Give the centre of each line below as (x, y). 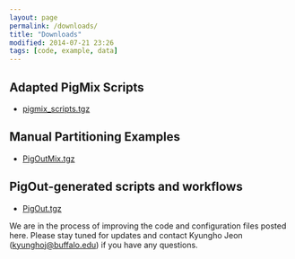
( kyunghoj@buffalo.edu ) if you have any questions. (104, 245)
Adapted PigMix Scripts (77, 87)
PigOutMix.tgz (48, 159)
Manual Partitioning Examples (95, 137)
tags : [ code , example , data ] (64, 51)
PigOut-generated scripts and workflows (126, 187)
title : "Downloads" (46, 34)
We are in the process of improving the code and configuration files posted (148, 226)
